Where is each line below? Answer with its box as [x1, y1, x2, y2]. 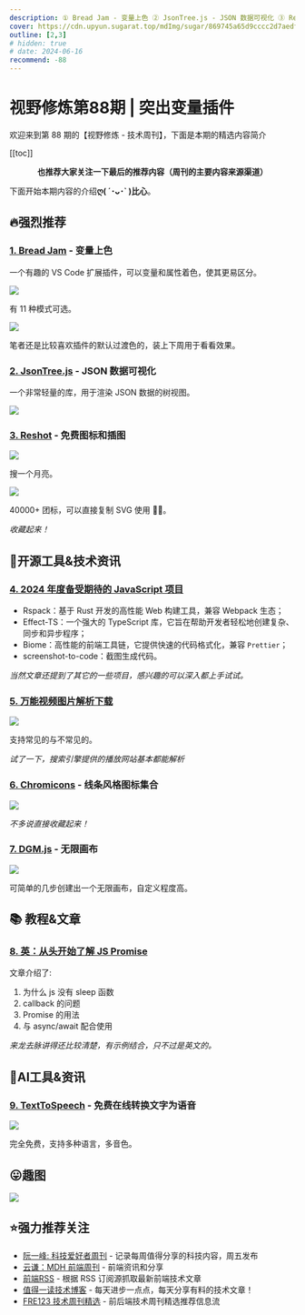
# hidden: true [9, 38, 67, 48]
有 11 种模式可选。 [9, 303, 77, 314]
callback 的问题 [22, 998, 81, 1009]
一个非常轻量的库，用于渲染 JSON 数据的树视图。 [9, 386, 195, 397]
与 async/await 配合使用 [22, 1020, 113, 1032]
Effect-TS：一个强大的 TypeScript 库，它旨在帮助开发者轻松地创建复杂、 [22, 616, 295, 627]
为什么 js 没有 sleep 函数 [22, 987, 115, 998]
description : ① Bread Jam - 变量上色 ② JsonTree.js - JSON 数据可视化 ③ [9, 13, 286, 23]
